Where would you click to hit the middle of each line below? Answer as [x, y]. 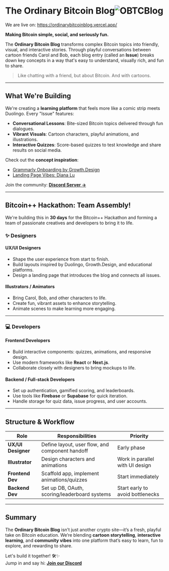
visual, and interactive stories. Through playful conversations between [78, 49]
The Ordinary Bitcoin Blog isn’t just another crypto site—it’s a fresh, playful [83, 530]
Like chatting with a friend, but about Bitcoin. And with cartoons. [84, 75]
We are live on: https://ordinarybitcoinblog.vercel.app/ [61, 25]
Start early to [133, 488]
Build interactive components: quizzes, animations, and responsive [82, 352]
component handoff [65, 451]
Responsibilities [77, 436]
